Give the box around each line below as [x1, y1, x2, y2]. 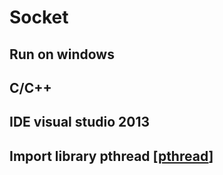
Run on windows [9, 46, 115, 63]
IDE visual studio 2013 [9, 114, 151, 131]
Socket [9, 6, 69, 29]
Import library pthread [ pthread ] [9, 147, 214, 165]
